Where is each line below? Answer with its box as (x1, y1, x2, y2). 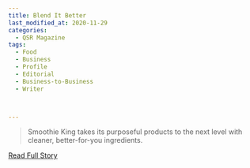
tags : (8, 41, 26, 49)
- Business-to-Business (15, 77, 93, 85)
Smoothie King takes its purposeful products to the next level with (27, 127, 243, 136)
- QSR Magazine (15, 33, 66, 42)
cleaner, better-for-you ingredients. (27, 136, 143, 145)
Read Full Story (8, 151, 58, 160)
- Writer (15, 84, 44, 93)
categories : (8, 26, 47, 34)
